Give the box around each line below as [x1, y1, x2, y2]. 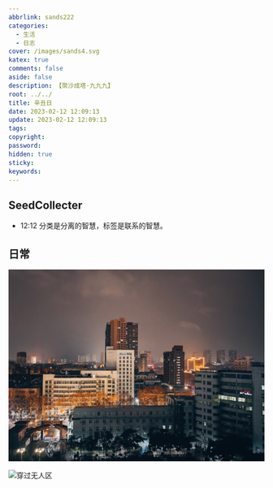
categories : [8, 21, 49, 30]
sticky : [8, 158, 35, 166]
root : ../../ [8, 90, 53, 98]
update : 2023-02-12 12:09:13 [8, 116, 107, 124]
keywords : [8, 167, 42, 175]
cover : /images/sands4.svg [8, 47, 100, 56]
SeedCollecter [8, 198, 83, 212]
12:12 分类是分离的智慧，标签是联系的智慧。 [19, 221, 168, 231]
